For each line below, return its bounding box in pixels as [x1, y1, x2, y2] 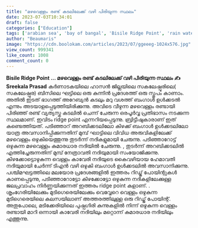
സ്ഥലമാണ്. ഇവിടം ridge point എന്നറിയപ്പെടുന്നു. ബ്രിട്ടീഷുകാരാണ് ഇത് [6, 116, 177, 123]
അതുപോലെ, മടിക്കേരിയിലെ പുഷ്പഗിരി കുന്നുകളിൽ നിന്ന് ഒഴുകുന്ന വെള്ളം [6, 202, 177, 209]
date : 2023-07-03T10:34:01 [6, 14, 72, 20]
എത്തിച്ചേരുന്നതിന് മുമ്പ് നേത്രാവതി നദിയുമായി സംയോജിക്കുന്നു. [6, 149, 159, 156]
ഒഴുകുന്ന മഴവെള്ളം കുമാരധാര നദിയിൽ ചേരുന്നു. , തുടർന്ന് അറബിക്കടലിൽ [6, 142, 184, 149]
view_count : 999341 [6, 47, 54, 53]
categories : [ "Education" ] [6, 25, 72, 31]
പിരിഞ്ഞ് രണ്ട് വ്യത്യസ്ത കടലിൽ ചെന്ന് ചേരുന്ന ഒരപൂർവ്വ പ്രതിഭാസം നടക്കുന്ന [6, 109, 190, 116]
